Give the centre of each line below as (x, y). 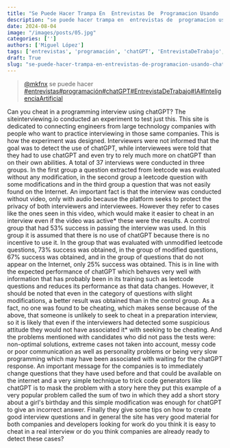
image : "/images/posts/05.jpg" (52, 32)
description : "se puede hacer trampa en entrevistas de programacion (111, 20)
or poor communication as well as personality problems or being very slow (112, 351)
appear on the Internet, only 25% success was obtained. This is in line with (113, 264)
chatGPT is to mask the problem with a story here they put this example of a (114, 388)
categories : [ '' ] (32, 39)
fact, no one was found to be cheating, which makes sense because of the (112, 308)
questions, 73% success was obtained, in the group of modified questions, (113, 250)
